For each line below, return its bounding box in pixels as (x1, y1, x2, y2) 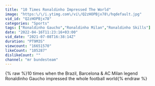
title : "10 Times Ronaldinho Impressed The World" (5, 7, 111, 12)
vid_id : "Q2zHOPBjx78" (5, 16, 52, 21)
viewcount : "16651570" (5, 43, 52, 48)
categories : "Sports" (5, 21, 50, 26)
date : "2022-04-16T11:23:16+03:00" (5, 30, 78, 35)
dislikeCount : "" (5, 52, 41, 58)
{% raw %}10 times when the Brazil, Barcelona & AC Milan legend (5, 70, 138, 76)
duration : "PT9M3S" (5, 39, 45, 44)
